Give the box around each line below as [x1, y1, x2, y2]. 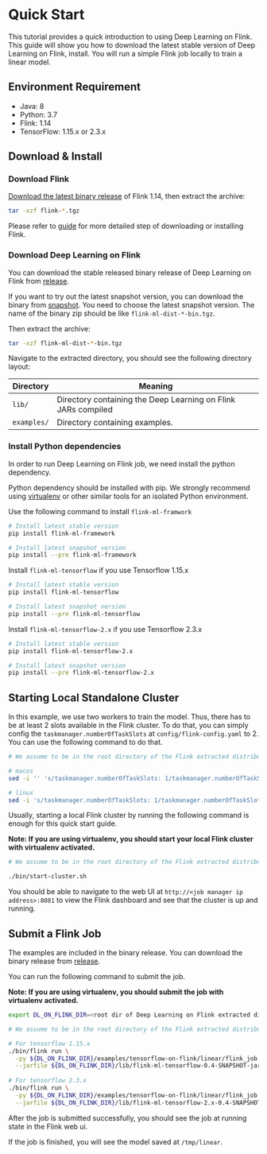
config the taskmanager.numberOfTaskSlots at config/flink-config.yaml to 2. [8, 729, 259, 738]
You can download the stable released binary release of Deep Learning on [8, 268, 252, 277]
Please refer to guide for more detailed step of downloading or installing [8, 221, 244, 231]
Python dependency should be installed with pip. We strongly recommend [8, 482, 250, 492]
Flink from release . [8, 276, 70, 285]
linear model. [8, 57, 52, 67]
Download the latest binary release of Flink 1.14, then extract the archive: [8, 192, 246, 201]
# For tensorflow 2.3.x [8, 1077, 87, 1085]
